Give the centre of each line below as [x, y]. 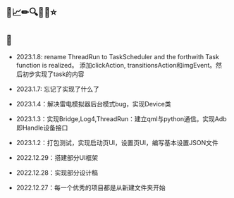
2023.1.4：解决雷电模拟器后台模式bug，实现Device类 [93, 104]
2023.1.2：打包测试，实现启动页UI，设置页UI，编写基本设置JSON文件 [117, 143]
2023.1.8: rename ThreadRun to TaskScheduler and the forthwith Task [117, 57]
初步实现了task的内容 [53, 74]
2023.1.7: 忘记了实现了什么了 [57, 89]
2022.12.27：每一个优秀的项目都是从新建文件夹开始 [91, 188]
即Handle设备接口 [42, 128]
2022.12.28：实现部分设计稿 [57, 173]
